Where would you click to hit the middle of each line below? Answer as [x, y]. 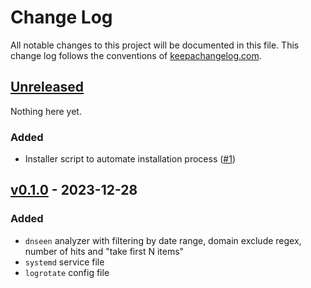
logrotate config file [67, 272]
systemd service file [64, 262]
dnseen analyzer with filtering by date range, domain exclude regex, [163, 240]
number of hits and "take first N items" [104, 251]
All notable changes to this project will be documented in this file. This [155, 45]
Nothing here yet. [46, 111]
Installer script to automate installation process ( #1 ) [130, 159]
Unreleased [47, 87]
